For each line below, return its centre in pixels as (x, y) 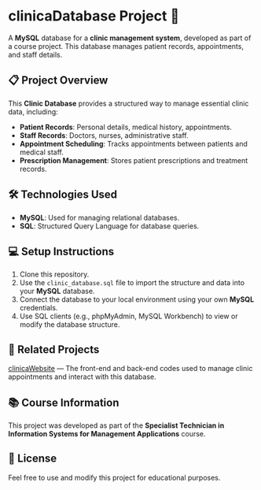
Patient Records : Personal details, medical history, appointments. (125, 127)
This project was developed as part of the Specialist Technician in (116, 425)
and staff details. (35, 54)
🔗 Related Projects (54, 349)
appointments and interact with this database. (82, 377)
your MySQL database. (57, 291)
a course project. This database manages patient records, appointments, (126, 46)
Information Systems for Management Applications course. (107, 434)
